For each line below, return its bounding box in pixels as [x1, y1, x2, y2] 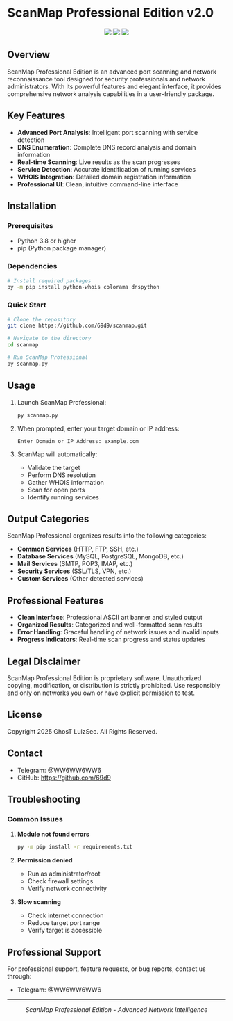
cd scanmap [7, 341, 39, 348]
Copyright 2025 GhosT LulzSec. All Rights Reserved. [7, 727, 157, 735]
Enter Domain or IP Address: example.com [17, 437, 139, 444]
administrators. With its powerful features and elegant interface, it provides [7, 82, 222, 90]
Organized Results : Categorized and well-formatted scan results [17, 620, 203, 629]
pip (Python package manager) [17, 244, 107, 252]
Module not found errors [17, 830, 90, 839]
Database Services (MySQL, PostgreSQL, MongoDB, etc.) [17, 552, 184, 561]
